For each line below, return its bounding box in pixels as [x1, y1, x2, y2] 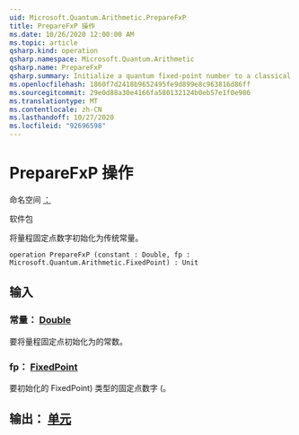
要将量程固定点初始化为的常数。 [9, 335, 128, 346]
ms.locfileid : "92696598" [9, 122, 106, 131]
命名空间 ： [9, 194, 51, 204]
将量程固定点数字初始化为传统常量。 [9, 232, 144, 243]
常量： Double [9, 314, 72, 326]
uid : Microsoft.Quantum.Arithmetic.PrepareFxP [9, 13, 187, 22]
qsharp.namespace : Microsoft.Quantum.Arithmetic [9, 55, 195, 64]
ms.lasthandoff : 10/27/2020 [9, 113, 115, 122]
